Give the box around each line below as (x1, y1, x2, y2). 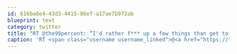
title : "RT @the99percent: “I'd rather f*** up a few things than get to (7, 29, 229, 37)
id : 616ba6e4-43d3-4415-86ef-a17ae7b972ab (7, 10, 134, 18)
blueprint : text (7, 17, 55, 24)
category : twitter (7, 23, 61, 30)
